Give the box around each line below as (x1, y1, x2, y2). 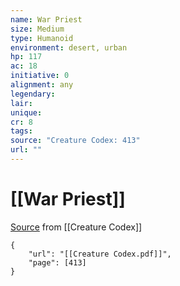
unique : (10, 107, 43, 118)
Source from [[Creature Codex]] (10, 221, 143, 233)
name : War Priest (10, 14, 83, 25)
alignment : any (10, 80, 74, 90)
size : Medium (10, 24, 65, 34)
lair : (10, 98, 33, 108)
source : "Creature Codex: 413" (10, 136, 141, 146)
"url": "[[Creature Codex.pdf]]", (28, 249, 172, 259)
